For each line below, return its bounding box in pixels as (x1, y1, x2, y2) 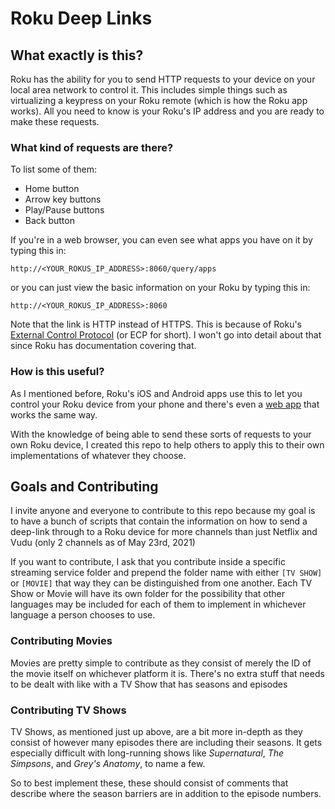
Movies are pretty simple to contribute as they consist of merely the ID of (10, 657, 312, 669)
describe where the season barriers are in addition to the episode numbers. (10, 788, 322, 799)
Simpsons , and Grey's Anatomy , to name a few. (10, 758, 206, 769)
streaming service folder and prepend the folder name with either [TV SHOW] (10, 567, 323, 579)
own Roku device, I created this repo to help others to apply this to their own (10, 438, 325, 451)
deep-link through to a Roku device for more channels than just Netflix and (10, 526, 318, 538)
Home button (24, 183, 80, 195)
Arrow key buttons (24, 193, 102, 206)
